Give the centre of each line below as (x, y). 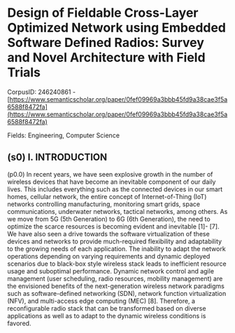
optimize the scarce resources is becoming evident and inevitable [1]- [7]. (113, 226)
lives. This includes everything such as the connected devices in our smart (115, 189)
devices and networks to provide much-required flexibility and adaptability (115, 241)
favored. (19, 323)
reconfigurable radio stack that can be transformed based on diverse (107, 308)
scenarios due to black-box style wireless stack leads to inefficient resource (117, 264)
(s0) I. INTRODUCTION (57, 157)
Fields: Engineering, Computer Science (64, 135)
